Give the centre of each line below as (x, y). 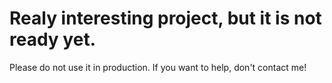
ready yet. (52, 39)
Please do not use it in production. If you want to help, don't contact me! (158, 67)
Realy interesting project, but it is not (165, 18)
